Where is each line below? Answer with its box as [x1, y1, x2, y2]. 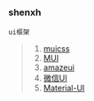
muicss [43, 43, 70, 54]
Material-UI [43, 82, 85, 94]
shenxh [8, 6, 42, 19]
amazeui [43, 62, 74, 73]
